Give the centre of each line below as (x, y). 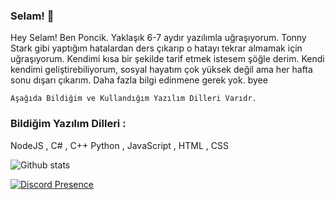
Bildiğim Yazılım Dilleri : (68, 124)
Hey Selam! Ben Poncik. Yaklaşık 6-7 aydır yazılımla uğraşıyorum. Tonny (158, 38)
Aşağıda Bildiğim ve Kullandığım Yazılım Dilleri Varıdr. (133, 99)
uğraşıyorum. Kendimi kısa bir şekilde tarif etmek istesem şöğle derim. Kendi (167, 59)
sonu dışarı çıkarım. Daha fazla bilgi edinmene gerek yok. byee (139, 80)
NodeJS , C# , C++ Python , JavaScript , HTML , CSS (119, 145)
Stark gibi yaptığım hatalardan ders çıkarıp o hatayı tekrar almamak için (156, 48)
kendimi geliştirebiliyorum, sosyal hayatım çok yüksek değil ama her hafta (161, 70)
